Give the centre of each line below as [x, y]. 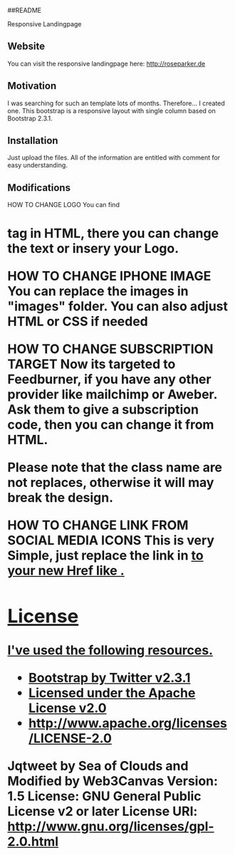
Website [26, 47]
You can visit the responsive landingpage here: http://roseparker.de [106, 63]
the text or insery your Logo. [93, 249]
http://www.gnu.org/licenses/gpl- [111, 827]
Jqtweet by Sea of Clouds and [98, 766]
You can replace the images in [98, 292]
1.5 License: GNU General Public [104, 796]
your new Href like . [66, 571]
